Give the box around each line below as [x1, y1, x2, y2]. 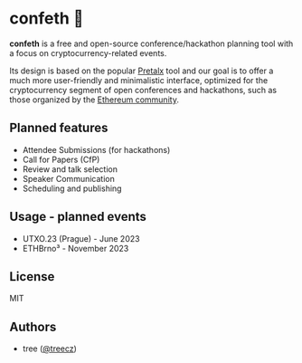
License [9, 269, 55, 284]
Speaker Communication [22, 173, 115, 184]
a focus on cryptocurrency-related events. [9, 47, 167, 58]
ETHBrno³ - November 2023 [22, 243, 129, 253]
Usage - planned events [9, 209, 147, 224]
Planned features [9, 120, 109, 136]
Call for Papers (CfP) [22, 154, 100, 165]
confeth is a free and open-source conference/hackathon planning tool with [9, 38, 294, 49]
